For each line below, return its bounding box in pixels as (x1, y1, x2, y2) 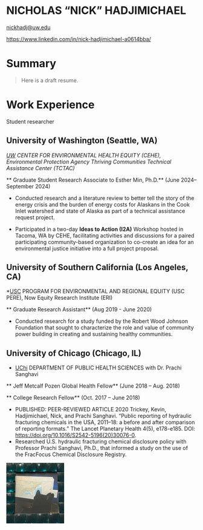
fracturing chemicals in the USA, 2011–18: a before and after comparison (14, 419, 195, 426)
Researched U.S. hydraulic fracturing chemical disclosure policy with (14, 438, 187, 445)
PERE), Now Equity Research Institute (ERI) (6, 294, 113, 302)
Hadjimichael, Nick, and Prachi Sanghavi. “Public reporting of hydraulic (14, 412, 192, 420)
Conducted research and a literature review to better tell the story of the (14, 194, 195, 202)
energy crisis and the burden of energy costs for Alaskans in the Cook (14, 200, 190, 208)
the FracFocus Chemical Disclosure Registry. (14, 451, 127, 458)
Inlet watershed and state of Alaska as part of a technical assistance (14, 207, 185, 214)
